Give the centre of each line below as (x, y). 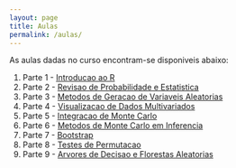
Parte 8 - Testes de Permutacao (82, 145)
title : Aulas (34, 26)
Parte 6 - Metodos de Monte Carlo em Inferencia (113, 126)
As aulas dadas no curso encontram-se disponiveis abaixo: (119, 61)
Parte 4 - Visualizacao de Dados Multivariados (109, 107)
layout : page (34, 18)
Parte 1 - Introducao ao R (68, 78)
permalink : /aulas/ (46, 34)
